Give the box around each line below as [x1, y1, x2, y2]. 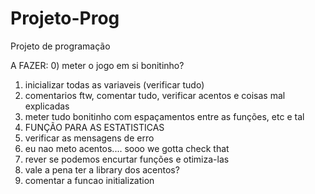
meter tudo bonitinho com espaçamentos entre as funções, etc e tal [24, 110, 305, 122]
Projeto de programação [10, 40, 111, 52]
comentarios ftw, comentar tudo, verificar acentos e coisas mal [24, 89, 286, 101]
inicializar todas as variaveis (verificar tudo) [24, 78, 205, 91]
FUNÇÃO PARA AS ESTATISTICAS [24, 121, 165, 133]
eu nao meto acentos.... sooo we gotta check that [24, 142, 230, 154]
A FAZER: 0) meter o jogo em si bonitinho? [10, 59, 185, 71]
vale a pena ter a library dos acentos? [24, 163, 180, 176]
